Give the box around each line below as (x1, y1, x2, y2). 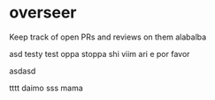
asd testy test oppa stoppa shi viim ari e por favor (9, 48, 190, 59)
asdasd (9, 65, 36, 76)
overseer (9, 3, 77, 23)
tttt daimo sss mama (9, 82, 84, 93)
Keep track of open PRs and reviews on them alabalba (9, 32, 207, 42)
